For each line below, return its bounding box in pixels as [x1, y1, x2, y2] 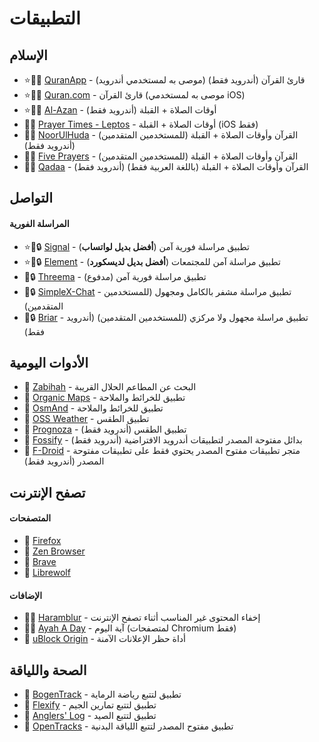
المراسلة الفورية [9, 217, 70, 229]
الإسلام [9, 47, 48, 64]
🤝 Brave [23, 556, 57, 567]
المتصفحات [9, 512, 52, 524]
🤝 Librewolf [23, 567, 71, 578]
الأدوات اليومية [9, 354, 89, 371]
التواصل [9, 190, 53, 207]
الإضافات [9, 589, 43, 601]
